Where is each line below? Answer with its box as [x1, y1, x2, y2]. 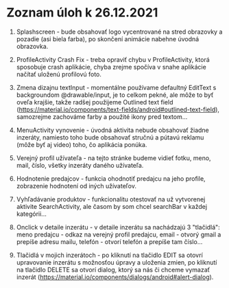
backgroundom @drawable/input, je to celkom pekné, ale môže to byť [16, 91, 214, 99]
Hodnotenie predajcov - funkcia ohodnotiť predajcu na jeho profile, [16, 174, 206, 183]
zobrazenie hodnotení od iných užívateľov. [16, 181, 136, 190]
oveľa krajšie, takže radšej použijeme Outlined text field [16, 98, 173, 106]
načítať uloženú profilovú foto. [16, 70, 102, 78]
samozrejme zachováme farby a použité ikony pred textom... [16, 112, 188, 121]
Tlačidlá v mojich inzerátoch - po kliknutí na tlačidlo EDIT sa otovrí [16, 251, 203, 259]
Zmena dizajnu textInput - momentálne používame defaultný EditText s [16, 83, 217, 91]
